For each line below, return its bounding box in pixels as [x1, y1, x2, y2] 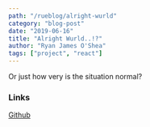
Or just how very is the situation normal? [8, 72, 143, 81]
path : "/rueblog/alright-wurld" [8, 11, 117, 20]
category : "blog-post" [8, 19, 85, 28]
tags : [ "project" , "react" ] [8, 49, 103, 57]
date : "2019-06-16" [8, 27, 74, 35]
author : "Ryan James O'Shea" [8, 42, 106, 50]
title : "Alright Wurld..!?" [8, 34, 103, 43]
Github [8, 110, 31, 120]
